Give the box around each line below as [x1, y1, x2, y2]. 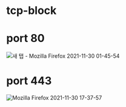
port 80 [6, 32, 45, 46]
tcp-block [6, 4, 57, 18]
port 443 [6, 74, 52, 88]
